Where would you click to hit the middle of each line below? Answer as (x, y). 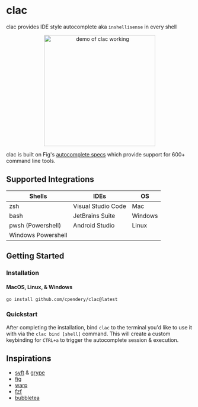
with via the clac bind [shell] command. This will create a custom (88, 334)
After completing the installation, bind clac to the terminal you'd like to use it (99, 327)
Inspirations (29, 358)
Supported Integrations (50, 179)
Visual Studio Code (100, 206)
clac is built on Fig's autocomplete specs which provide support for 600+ (96, 154)
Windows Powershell (38, 235)
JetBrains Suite (94, 216)
